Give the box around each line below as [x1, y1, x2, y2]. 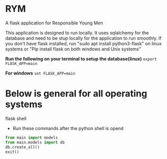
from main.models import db [5, 140, 65, 145]
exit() [5, 149, 19, 154]
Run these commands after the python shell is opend [12, 125, 124, 131]
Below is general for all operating [5, 88, 148, 100]
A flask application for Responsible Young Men [5, 20, 103, 26]
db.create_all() [5, 144, 40, 150]
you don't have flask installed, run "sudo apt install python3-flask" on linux [5, 40, 162, 46]
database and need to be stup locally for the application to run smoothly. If [5, 35, 162, 41]
